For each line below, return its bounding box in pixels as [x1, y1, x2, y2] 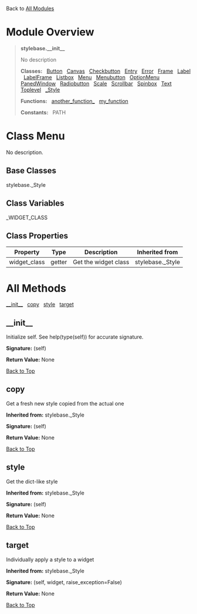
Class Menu [6, 129, 66, 143]
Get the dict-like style [6, 477, 58, 485]
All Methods [6, 281, 66, 295]
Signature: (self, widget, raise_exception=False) [6, 578, 122, 585]
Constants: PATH [20, 108, 66, 116]
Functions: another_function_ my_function [20, 97, 129, 104]
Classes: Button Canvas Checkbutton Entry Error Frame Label [20, 67, 191, 74]
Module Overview [6, 26, 95, 39]
